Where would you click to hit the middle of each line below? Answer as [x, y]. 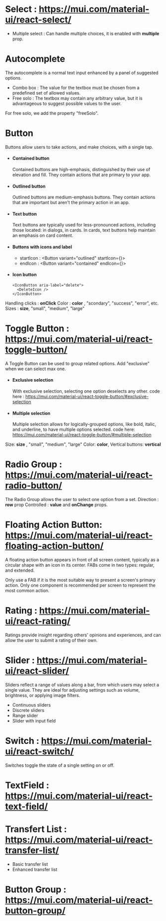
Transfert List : [36, 829]
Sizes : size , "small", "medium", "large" [45, 308]
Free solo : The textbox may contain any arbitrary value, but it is [77, 98]
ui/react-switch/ [40, 752]
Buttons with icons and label [42, 247]
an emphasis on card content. [43, 235]
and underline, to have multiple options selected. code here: [74, 429]
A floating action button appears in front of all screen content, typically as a [82, 560]
